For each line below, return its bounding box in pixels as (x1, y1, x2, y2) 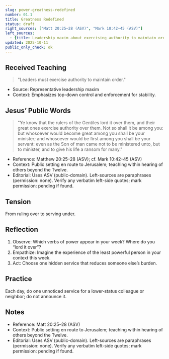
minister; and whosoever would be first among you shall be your (17, 136, 151, 142)
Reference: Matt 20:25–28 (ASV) (12, 321, 80, 327)
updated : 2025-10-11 (5, 40, 49, 45)
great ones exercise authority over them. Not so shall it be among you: (17, 125, 163, 131)
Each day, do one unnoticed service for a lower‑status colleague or (5, 288, 144, 294)
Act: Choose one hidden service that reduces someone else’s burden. (12, 260, 157, 266)
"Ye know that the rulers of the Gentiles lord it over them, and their (17, 120, 155, 126)
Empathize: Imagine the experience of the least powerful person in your (12, 249, 161, 255)
